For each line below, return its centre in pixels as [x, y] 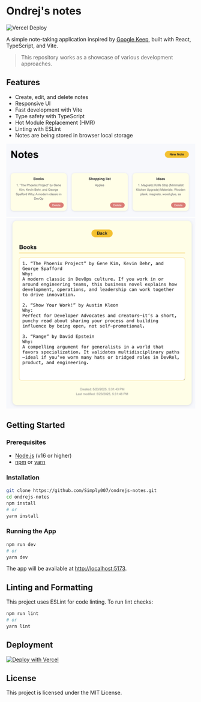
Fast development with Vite [49, 110]
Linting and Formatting [49, 587]
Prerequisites [26, 442]
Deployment [30, 645]
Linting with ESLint [38, 129]
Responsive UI [33, 103]
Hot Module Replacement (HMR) [55, 122]
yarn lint [19, 626]
